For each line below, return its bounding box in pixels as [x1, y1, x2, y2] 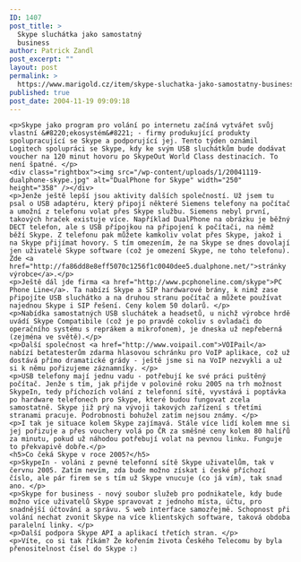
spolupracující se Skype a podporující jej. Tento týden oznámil [9, 136, 258, 146]
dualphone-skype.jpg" [9, 176, 90, 185]
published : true [9, 88, 70, 97]
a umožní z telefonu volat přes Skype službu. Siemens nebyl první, [9, 207, 271, 216]
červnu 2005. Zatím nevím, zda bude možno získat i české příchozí [9, 466, 267, 475]
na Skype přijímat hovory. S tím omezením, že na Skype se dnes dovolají [9, 238, 291, 247]
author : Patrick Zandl [9, 47, 94, 56]
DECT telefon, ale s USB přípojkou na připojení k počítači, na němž [9, 223, 275, 232]
